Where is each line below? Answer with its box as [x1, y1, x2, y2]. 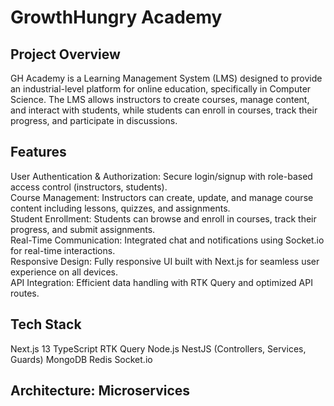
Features [10, 144, 67, 161]
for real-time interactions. [10, 244, 116, 256]
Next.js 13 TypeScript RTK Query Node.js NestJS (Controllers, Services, [10, 342, 307, 355]
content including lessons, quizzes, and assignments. [10, 202, 231, 214]
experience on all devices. [10, 266, 119, 278]
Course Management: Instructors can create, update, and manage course [10, 191, 314, 203]
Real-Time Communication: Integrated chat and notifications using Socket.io [10, 234, 325, 246]
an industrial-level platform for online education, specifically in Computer [10, 83, 312, 95]
